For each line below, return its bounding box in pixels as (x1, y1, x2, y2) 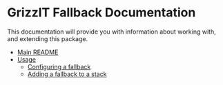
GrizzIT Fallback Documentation (7, 5, 196, 21)
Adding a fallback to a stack (27, 70, 107, 78)
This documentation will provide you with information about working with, (7, 27, 216, 36)
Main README (17, 48, 59, 56)
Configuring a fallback (27, 62, 91, 71)
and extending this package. (7, 34, 88, 42)
